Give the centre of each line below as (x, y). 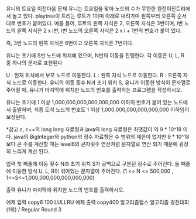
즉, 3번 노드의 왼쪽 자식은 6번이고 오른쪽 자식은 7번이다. (70, 43)
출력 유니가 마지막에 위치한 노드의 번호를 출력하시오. (65, 190)
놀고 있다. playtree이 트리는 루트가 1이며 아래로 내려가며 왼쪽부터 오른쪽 (94, 16)
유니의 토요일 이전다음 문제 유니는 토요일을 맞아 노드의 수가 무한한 (81, 8)
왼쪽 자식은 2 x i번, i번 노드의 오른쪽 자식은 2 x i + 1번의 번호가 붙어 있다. (99, 30)
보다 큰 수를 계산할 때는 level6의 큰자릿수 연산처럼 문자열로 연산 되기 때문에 (92, 144)
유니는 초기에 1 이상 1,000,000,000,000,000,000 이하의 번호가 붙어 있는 (89, 102)
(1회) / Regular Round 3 (34, 209)
